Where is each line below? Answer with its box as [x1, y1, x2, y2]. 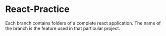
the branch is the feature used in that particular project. [5, 25, 120, 31]
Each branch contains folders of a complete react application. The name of [5, 20, 161, 26]
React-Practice [5, 3, 70, 15]
